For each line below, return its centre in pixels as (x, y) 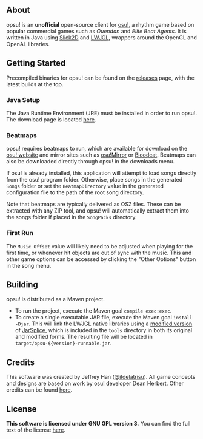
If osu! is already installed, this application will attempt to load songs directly (101, 173)
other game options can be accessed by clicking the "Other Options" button (101, 259)
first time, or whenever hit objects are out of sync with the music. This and (99, 253)
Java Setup (23, 100)
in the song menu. (29, 265)
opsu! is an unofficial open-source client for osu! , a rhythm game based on (100, 24)
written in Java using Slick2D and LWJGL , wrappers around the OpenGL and (101, 37)
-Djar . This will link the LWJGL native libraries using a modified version (104, 324)
